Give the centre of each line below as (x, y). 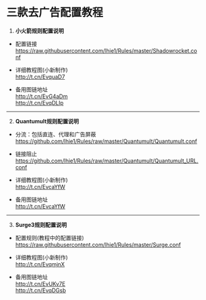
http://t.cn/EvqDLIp (39, 102)
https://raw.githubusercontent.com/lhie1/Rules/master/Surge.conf (98, 244)
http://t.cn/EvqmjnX (40, 264)
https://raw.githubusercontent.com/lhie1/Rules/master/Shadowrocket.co (106, 50)
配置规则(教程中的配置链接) (50, 237)
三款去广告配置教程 (55, 13)
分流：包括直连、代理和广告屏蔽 (55, 134)
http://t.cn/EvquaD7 (40, 77)
